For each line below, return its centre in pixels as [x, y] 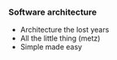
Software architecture [53, 12]
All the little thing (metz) [60, 38]
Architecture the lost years [65, 30]
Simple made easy [51, 47]
